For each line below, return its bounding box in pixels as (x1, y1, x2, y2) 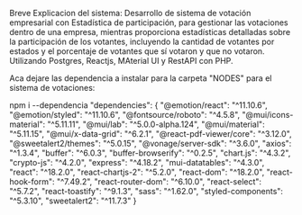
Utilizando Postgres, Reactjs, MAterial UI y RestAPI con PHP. (9, 56, 233, 66)
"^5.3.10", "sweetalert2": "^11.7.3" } (9, 195, 137, 206)
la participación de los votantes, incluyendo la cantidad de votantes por (9, 36, 275, 47)
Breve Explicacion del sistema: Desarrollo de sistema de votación (9, 8, 252, 18)
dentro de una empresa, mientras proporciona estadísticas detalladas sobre (9, 27, 291, 37)
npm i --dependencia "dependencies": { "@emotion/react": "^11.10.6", (9, 100, 268, 111)
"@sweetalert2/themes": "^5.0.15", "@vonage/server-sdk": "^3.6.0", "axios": (9, 139, 292, 148)
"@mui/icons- (242, 110, 294, 120)
